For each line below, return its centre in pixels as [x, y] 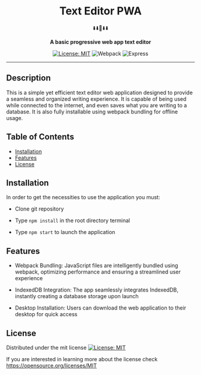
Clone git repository [39, 209]
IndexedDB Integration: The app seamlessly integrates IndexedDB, [96, 290]
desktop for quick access [46, 314]
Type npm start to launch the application [65, 232]
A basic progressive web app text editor [100, 42]
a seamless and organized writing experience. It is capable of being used [96, 99]
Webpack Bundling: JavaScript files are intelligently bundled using [96, 266]
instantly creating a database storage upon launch [77, 296]
